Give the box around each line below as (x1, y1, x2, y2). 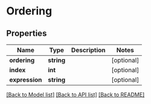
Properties (6, 28, 47, 38)
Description (71, 46, 106, 54)
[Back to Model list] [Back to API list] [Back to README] (6, 91, 145, 98)
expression (9, 76, 42, 84)
